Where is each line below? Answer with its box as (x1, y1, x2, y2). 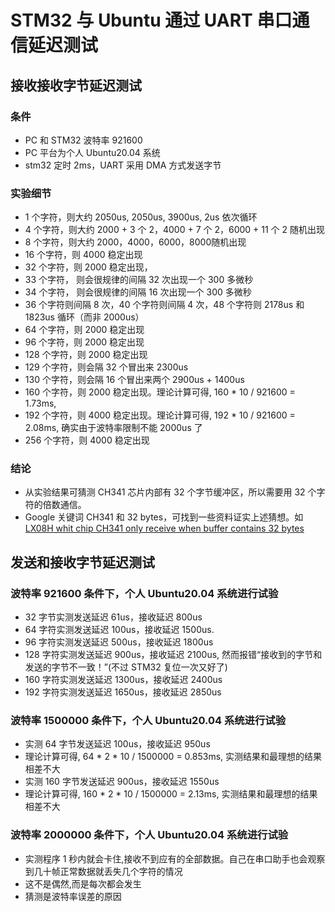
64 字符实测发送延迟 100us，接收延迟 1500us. (24, 624, 215, 636)
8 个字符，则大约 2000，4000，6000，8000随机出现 (24, 236, 247, 248)
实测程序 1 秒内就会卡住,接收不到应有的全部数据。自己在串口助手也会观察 (24, 852, 326, 865)
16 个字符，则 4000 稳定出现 (24, 249, 143, 261)
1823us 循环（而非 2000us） (24, 311, 145, 323)
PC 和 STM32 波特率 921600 (24, 134, 143, 146)
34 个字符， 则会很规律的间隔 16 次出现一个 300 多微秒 (24, 286, 252, 298)
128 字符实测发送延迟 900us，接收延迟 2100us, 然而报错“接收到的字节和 (24, 649, 323, 661)
